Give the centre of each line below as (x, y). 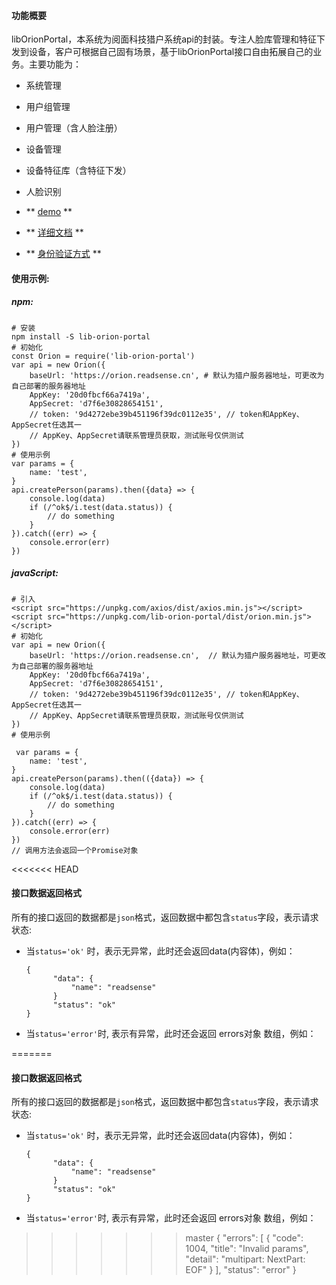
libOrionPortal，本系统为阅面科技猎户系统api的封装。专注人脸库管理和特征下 (168, 39)
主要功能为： (55, 64)
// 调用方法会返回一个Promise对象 (75, 850)
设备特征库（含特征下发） (78, 171)
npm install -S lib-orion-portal (81, 336)
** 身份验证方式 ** (63, 254)
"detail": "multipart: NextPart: (245, 1259)
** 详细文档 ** (54, 232)
